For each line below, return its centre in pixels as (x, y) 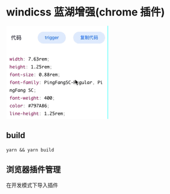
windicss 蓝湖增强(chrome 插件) (86, 12)
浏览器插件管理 (33, 170)
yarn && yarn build (30, 150)
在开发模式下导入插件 (32, 185)
